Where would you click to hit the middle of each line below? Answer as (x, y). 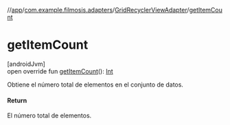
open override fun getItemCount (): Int (60, 71)
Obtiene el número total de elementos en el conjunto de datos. (95, 84)
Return (17, 100)
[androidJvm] (26, 64)
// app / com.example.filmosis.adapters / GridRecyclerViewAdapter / (99, 10)
